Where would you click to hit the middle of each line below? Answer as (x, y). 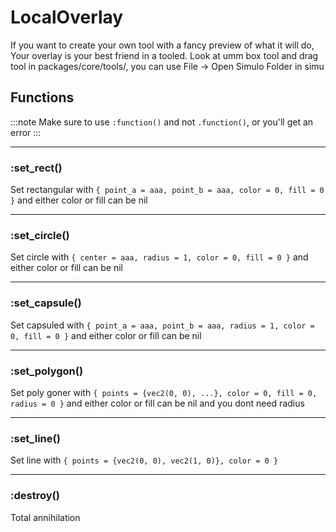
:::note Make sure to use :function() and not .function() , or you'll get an (162, 122)
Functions (42, 97)
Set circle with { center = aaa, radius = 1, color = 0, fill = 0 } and (159, 257)
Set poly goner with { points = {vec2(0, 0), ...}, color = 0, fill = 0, (164, 392)
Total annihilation (45, 517)
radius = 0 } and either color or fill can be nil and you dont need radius (157, 403)
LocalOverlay (67, 17)
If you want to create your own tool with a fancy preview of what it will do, (162, 45)
